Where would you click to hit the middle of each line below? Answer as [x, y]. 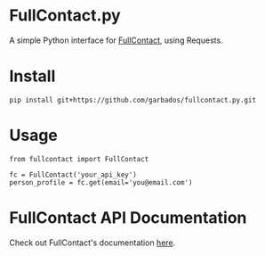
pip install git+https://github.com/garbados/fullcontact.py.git [132, 100]
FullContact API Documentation [128, 218]
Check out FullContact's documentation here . [92, 243]
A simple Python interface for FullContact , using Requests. [116, 40]
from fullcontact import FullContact [79, 159]
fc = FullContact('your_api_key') [73, 175]
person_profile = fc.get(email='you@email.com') [101, 182]
